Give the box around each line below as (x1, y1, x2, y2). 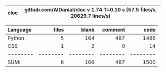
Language (7, 27, 32, 33)
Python (7, 35, 25, 41)
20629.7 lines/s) (70, 12, 111, 19)
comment (102, 27, 125, 33)
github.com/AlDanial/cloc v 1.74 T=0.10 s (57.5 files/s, (24, 6, 157, 13)
